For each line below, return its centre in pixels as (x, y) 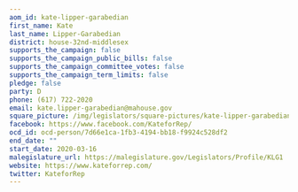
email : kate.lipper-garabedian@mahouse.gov (91, 108)
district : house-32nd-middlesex (69, 42)
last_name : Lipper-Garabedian (65, 34)
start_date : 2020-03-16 (53, 149)
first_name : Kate (41, 26)
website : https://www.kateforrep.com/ (81, 165)
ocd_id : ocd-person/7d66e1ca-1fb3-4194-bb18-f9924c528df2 (118, 133)
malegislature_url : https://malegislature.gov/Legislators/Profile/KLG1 (146, 157)
